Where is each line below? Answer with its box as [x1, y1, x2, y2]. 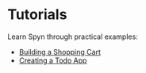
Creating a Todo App [18, 56, 87, 65]
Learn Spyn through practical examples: [7, 32, 138, 41]
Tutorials [7, 6, 67, 24]
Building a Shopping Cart [18, 47, 101, 56]
